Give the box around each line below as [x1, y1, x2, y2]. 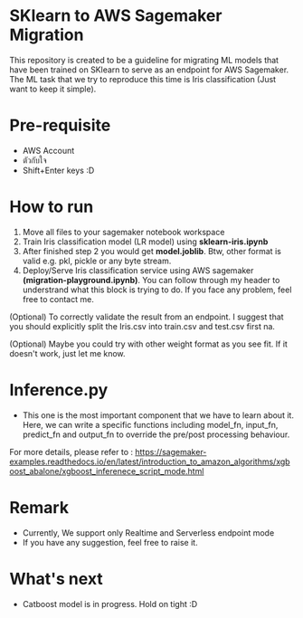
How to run [9, 196, 94, 217]
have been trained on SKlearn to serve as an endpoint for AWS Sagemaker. [9, 64, 289, 75]
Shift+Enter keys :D [22, 165, 95, 176]
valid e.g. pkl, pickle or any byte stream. [22, 255, 172, 266]
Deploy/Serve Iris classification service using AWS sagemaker [22, 264, 254, 276]
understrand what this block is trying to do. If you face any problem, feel [22, 284, 292, 295]
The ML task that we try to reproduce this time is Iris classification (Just [9, 73, 277, 84]
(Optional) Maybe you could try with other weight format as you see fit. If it [9, 338, 288, 349]
